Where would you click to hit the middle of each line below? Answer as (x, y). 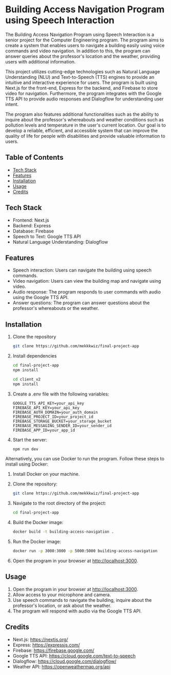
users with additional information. (40, 61)
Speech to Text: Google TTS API (47, 236)
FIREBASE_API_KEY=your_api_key (46, 408)
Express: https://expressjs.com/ (46, 645)
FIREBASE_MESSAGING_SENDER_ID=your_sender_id (62, 426)
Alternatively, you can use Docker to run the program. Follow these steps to (85, 459)
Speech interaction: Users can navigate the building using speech (82, 270)
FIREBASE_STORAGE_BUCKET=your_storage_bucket (62, 421)
